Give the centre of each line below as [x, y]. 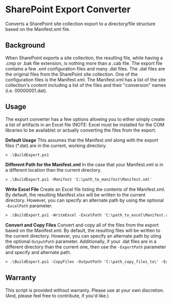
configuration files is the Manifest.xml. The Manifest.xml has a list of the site [85, 79]
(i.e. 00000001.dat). [26, 91]
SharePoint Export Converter [68, 10]
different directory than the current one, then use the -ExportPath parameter [86, 247]
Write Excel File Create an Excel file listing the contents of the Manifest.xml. [85, 189]
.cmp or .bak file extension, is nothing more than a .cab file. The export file [84, 63]
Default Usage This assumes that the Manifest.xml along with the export [82, 140]
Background [25, 46]
